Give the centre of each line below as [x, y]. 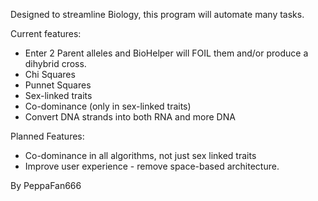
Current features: [46, 33]
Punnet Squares [58, 85]
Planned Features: [47, 136]
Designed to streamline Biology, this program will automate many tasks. [157, 14]
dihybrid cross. [55, 63]
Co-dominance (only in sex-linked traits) [108, 106]
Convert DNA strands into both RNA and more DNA [130, 117]
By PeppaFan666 [46, 185]
